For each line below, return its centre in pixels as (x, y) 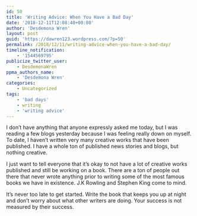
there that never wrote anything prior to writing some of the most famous (96, 177)
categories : (21, 83)
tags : (13, 94)
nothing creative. (27, 153)
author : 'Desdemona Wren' (38, 28)
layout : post (22, 34)
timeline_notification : (36, 50)
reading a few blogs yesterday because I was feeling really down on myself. (99, 134)
